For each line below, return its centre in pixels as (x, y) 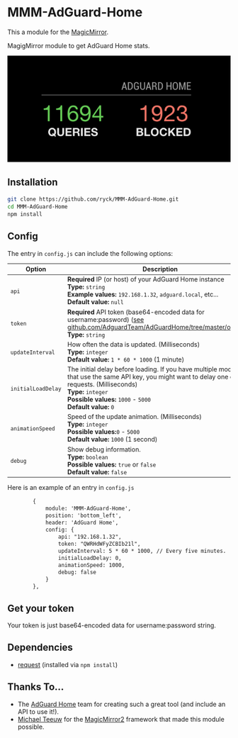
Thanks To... (36, 687)
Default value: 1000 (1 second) (112, 440)
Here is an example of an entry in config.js (71, 488)
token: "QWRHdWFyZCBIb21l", (99, 544)
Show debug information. (104, 449)
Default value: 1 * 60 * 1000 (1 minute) (126, 359)
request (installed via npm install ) (68, 664)
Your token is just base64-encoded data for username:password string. (112, 625)
